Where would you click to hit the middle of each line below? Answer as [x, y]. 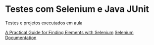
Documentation [21, 38]
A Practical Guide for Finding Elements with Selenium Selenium [69, 32]
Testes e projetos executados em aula [44, 23]
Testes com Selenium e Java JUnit [77, 9]
